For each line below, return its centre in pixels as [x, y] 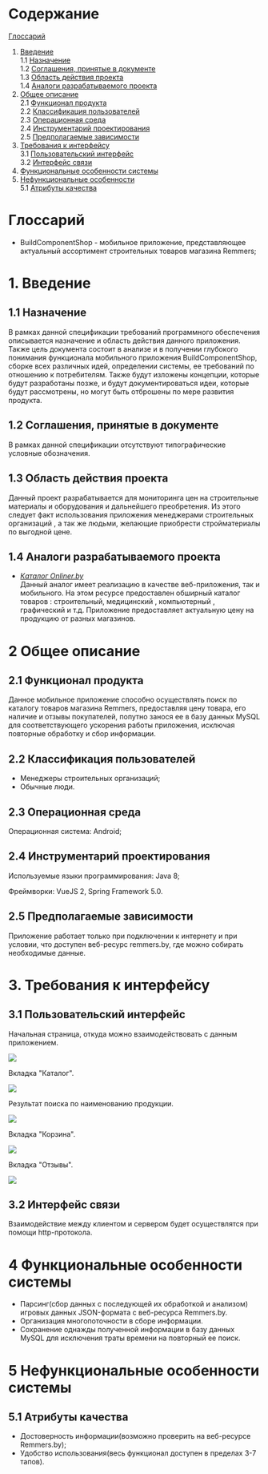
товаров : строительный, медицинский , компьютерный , [117, 602]
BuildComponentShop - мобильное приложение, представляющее [133, 242]
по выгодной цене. [40, 532]
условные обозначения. [49, 453]
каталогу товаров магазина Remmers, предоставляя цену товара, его [127, 708]
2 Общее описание [74, 651]
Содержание [54, 14]
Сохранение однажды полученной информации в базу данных [127, 1330]
